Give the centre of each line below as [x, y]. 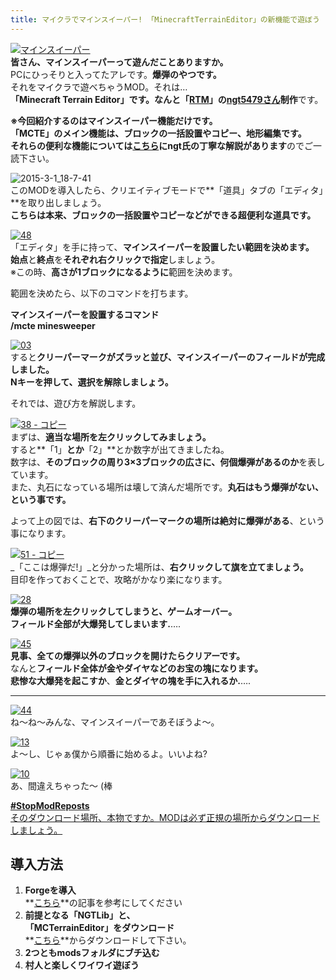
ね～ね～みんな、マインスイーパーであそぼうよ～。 [115, 722]
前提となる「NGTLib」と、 [80, 915]
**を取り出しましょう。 [58, 202]
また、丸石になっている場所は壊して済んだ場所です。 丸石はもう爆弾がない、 [167, 487]
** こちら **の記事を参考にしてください [103, 903]
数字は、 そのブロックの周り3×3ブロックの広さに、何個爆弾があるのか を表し [168, 462]
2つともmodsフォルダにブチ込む [92, 953]
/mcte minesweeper [53, 325]
